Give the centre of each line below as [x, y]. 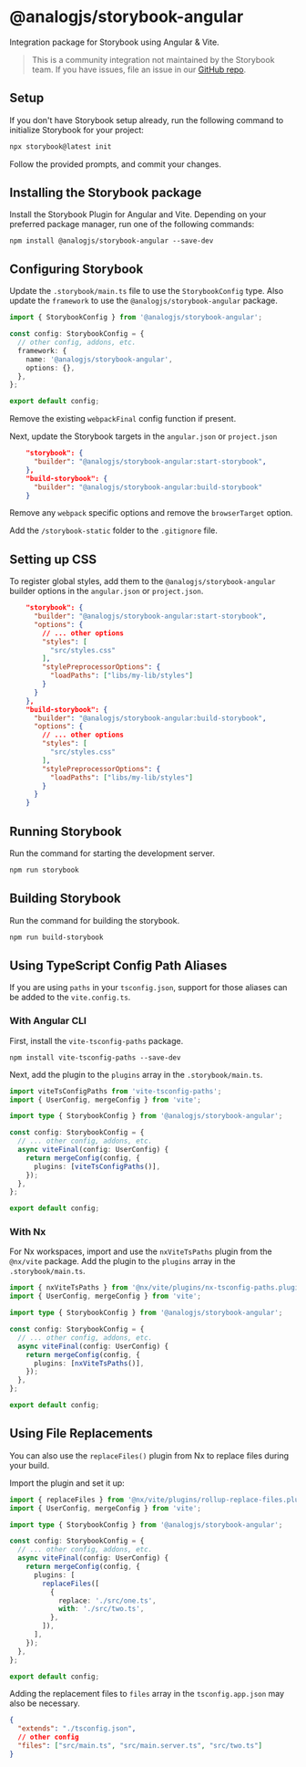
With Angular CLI [48, 1021]
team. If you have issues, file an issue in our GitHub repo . [139, 69]
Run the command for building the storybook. [95, 920]
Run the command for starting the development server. [112, 853]
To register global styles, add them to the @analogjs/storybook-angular [143, 581]
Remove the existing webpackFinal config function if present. [123, 419]
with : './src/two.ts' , [101, 1609]
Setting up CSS [53, 559]
